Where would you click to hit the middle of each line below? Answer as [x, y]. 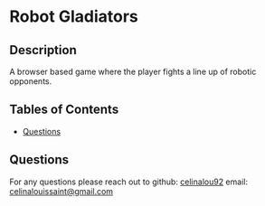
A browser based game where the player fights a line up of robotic [133, 71]
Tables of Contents [64, 110]
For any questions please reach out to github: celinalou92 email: [129, 182]
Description [43, 50]
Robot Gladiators [74, 17]
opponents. [31, 81]
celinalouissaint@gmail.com [62, 191]
